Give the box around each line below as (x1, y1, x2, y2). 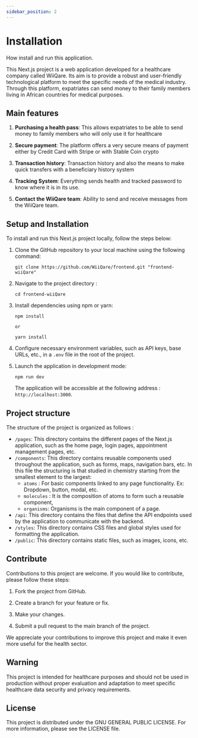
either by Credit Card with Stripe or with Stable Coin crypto (14, 148, 159, 155)
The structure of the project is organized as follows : (6, 424, 135, 431)
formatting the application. (14, 531, 80, 537)
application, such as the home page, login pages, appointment (14, 442, 168, 449)
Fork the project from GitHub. (14, 587, 87, 594)
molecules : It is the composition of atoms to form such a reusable (23, 493, 184, 499)
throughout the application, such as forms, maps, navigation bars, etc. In (14, 461, 193, 468)
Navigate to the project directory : (14, 280, 98, 287)
